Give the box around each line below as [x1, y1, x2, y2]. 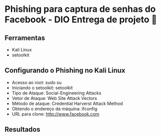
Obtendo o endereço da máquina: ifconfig [11, 105, 98, 112]
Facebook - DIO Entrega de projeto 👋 [4, 14, 157, 25]
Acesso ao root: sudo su [11, 79, 62, 85]
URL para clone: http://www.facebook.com [11, 111, 100, 117]
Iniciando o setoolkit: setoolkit [11, 85, 73, 91]
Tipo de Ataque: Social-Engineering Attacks [11, 90, 102, 96]
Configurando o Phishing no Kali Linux [4, 66, 126, 75]
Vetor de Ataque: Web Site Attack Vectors [11, 95, 97, 101]
